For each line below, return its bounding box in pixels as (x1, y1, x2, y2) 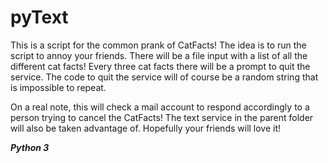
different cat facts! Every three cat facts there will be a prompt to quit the (10, 60, 311, 72)
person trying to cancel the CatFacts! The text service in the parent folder (10, 111, 314, 123)
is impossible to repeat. (10, 81, 107, 93)
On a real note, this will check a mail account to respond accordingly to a (10, 101, 310, 113)
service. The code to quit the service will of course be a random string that (10, 71, 319, 83)
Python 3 (10, 141, 50, 153)
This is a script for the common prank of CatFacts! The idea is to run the (10, 39, 307, 51)
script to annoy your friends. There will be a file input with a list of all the (10, 49, 308, 61)
